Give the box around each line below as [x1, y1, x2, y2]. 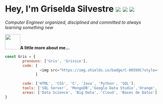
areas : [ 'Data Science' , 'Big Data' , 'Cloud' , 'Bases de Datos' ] [22, 90, 158, 95]
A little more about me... [20, 45, 70, 50]
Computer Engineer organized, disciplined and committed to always [5, 19, 142, 25]
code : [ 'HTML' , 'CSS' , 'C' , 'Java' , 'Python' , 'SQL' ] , [22, 81, 136, 86]
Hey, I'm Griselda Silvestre [5, 3, 114, 15]
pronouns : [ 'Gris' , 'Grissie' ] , [22, 59, 88, 63]
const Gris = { [5, 54, 36, 59]
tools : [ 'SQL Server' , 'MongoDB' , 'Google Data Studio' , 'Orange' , [22, 86, 158, 90]
